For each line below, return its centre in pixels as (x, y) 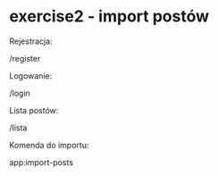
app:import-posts (42, 162)
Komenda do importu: (49, 145)
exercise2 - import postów (109, 17)
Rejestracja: (31, 41)
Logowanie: (31, 75)
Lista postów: (34, 110)
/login (20, 93)
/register (25, 58)
